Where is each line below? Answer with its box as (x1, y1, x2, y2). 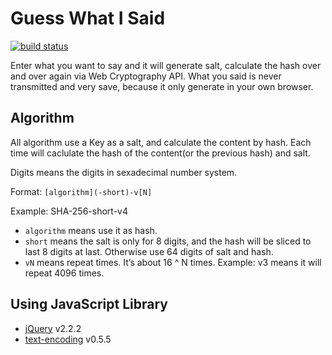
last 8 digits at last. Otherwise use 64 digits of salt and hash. (24, 245, 274, 257)
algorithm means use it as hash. (24, 224, 158, 236)
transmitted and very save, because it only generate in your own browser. (10, 80, 314, 92)
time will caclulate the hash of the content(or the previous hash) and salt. (10, 147, 311, 159)
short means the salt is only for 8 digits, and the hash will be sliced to (24, 235, 312, 247)
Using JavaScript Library (10, 296, 168, 313)
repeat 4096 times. (24, 267, 105, 279)
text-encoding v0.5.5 (24, 333, 112, 345)
